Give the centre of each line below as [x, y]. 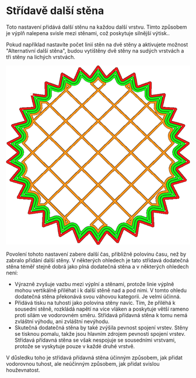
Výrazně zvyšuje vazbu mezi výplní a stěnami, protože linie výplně [94, 284]
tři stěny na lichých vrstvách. [41, 57]
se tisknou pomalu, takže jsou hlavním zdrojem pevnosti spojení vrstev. [100, 334]
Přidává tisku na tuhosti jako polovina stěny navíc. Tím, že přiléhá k [95, 303]
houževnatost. [23, 370]
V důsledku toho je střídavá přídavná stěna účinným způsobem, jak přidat [94, 358]
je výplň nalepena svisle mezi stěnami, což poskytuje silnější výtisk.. [88, 33]
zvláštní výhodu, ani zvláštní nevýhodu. [62, 322]
